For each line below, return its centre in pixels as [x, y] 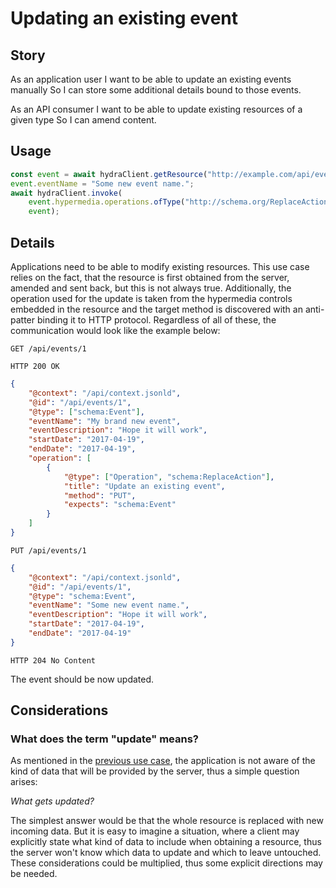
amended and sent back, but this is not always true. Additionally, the [151, 288]
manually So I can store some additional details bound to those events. [156, 90]
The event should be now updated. [82, 679]
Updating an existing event [124, 18]
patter [23, 320]
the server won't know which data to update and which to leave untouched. [166, 853]
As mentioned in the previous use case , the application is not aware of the [163, 761]
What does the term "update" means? [104, 739]
